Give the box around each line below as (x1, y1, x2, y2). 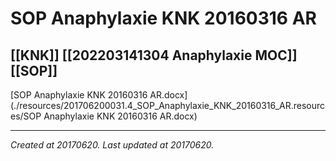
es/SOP (10, 110, 42, 122)
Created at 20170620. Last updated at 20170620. (10, 139, 215, 151)
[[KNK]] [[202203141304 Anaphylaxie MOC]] (10, 47, 298, 64)
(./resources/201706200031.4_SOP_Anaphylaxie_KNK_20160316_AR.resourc (10, 100, 325, 111)
